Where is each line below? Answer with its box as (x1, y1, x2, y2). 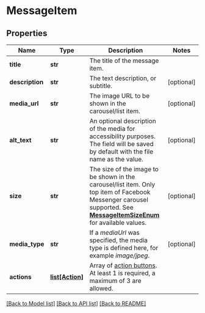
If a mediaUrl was (89, 229, 140, 237)
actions (9, 273, 32, 281)
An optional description (89, 117, 157, 125)
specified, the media (89, 236, 148, 245)
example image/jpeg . (89, 251, 150, 260)
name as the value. (89, 155, 143, 163)
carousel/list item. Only (89, 180, 156, 188)
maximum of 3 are (89, 276, 142, 285)
